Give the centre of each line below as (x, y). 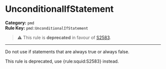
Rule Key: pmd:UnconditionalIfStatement (47, 28)
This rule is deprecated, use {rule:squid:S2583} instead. (62, 61)
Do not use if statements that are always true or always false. (67, 52)
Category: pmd (20, 23)
